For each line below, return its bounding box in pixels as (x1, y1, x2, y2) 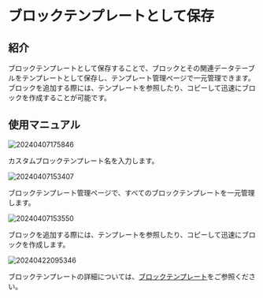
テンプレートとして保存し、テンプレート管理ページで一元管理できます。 (21, 73, 256, 83)
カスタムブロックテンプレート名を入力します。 (8, 155, 159, 166)
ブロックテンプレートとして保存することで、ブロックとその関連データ (8, 64, 235, 73)
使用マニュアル (8, 118, 81, 132)
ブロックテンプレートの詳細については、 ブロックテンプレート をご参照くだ (8, 271, 250, 281)
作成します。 (28, 240, 70, 249)
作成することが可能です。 (28, 93, 112, 102)
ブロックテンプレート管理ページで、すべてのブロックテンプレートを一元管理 (8, 188, 255, 197)
